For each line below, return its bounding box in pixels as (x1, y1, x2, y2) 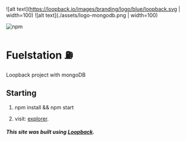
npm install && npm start (14, 104, 75, 111)
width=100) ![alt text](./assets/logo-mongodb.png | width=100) (6, 12, 158, 19)
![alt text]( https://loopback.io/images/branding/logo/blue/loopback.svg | (6, 6, 181, 12)
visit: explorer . (14, 115, 49, 122)
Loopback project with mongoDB (6, 71, 86, 78)
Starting (6, 88, 37, 98)
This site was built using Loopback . (6, 129, 95, 136)
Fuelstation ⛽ (6, 49, 73, 62)
